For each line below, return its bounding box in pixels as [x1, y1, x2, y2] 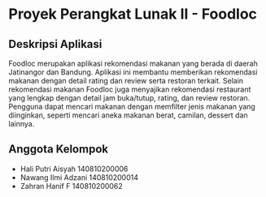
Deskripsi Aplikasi [8, 37, 102, 51]
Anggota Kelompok [8, 143, 108, 156]
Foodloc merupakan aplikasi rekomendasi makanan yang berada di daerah [8, 58, 258, 68]
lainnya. [8, 119, 35, 128]
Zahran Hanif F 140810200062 [20, 181, 124, 191]
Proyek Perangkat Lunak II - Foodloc [8, 5, 258, 24]
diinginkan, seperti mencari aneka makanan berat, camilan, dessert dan [8, 110, 248, 120]
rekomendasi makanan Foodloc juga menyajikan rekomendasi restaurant [8, 84, 251, 94]
